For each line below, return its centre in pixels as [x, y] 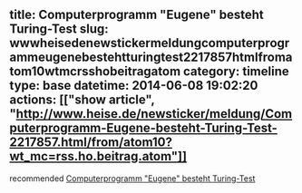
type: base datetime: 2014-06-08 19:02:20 [134, 86]
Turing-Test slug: [59, 29]
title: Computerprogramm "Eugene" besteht [137, 15]
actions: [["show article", [82, 100]
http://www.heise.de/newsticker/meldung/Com [154, 114]
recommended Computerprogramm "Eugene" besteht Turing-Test [132, 178]
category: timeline [236, 72]
